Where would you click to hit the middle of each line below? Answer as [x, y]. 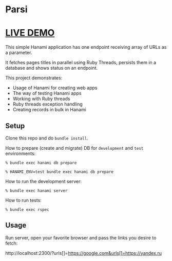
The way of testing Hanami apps [47, 93]
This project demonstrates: [34, 78]
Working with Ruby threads [41, 99]
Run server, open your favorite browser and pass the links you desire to [81, 237]
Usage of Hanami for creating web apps [55, 88]
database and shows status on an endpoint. [52, 68]
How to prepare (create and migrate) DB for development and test [74, 148]
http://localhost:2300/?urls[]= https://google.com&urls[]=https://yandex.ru [83, 253]
